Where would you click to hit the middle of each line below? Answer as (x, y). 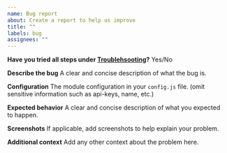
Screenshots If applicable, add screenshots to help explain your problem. (113, 129)
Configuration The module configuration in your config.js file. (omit (106, 87)
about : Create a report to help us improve (72, 20)
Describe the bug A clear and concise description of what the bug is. (107, 73)
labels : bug (24, 33)
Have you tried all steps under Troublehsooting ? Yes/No (90, 59)
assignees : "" (28, 40)
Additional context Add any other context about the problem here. (103, 142)
